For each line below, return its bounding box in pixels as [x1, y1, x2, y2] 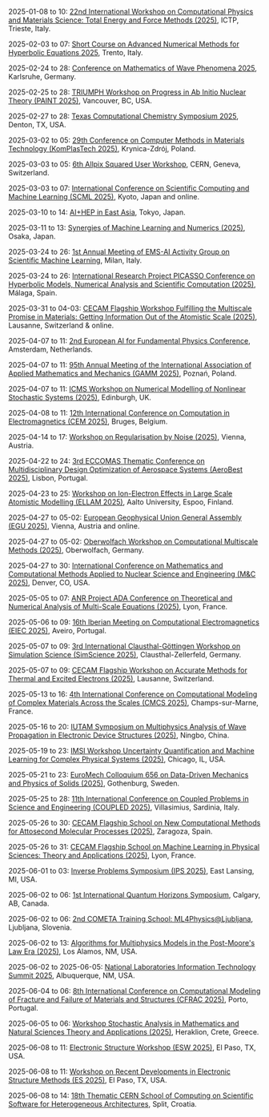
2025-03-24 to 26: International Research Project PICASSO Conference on [8, 271, 255, 280]
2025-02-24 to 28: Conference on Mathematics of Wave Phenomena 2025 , [8, 63, 258, 73]
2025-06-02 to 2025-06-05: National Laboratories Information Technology [8, 962, 256, 971]
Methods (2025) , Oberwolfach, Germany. [8, 545, 144, 555]
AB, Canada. [8, 898, 50, 908]
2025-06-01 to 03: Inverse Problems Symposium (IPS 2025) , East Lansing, [8, 866, 255, 875]
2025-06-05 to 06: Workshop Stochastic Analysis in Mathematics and [8, 1019, 239, 1028]
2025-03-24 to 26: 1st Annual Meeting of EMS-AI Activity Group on [8, 247, 231, 256]
